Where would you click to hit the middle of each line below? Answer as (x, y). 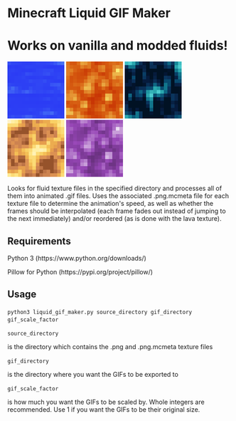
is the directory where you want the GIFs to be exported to (93, 374)
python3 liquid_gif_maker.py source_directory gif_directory (100, 312)
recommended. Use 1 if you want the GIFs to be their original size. (104, 409)
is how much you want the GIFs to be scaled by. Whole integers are (106, 402)
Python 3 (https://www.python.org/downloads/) (77, 258)
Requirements (39, 241)
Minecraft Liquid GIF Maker (89, 13)
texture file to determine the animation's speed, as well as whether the (111, 204)
